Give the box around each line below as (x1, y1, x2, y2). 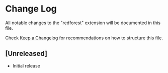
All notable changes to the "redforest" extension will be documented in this (5, 20, 161, 26)
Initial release (12, 62, 40, 68)
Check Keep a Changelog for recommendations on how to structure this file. (5, 35, 163, 41)
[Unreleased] (5, 49, 48, 58)
